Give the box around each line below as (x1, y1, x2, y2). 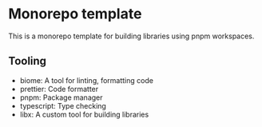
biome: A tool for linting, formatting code (19, 75, 154, 85)
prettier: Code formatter (19, 84, 99, 93)
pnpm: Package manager (19, 93, 103, 102)
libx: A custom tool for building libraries (19, 109, 149, 119)
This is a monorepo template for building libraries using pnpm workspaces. (8, 31, 255, 41)
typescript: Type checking (19, 101, 106, 110)
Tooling (8, 54, 46, 68)
